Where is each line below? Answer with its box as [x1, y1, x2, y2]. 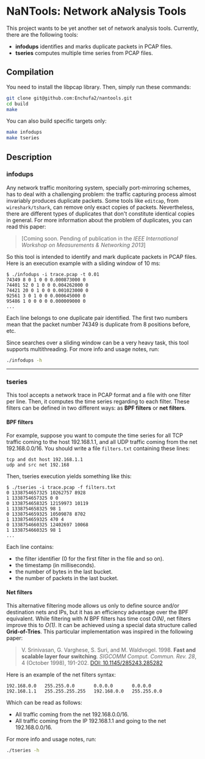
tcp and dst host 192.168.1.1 [6, 457, 84, 463]
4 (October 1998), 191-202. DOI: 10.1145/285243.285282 [21, 659, 163, 667]
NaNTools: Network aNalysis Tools [6, 4, 187, 18]
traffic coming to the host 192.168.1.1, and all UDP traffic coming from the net [6, 438, 198, 446]
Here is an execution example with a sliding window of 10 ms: [6, 260, 160, 267]
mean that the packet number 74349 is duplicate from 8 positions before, [6, 321, 191, 328]
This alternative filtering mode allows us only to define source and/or [6, 602, 180, 609]
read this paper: [6, 223, 46, 230]
